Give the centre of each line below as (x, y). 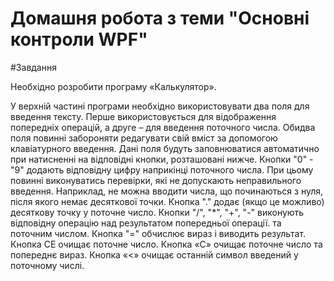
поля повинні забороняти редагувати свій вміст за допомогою (144, 138)
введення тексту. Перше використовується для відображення (143, 116)
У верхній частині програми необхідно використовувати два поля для (160, 106)
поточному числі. (47, 265)
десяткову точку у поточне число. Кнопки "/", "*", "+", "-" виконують (157, 212)
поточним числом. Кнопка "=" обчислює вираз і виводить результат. (158, 233)
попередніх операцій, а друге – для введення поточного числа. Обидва (163, 127)
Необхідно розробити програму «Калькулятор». (113, 86)
